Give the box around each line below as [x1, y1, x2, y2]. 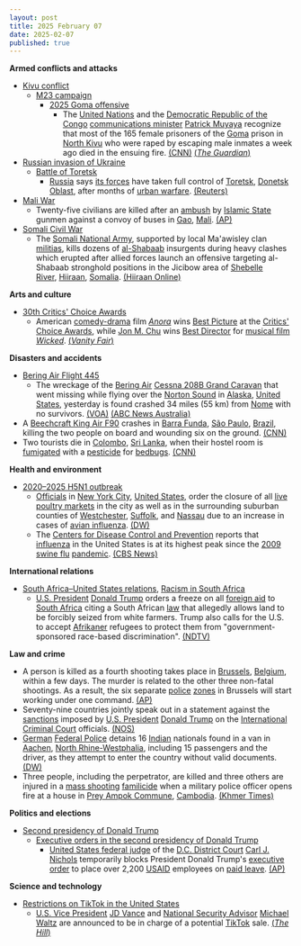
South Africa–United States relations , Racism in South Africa [22, 583, 245, 594]
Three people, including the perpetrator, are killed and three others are [22, 771, 284, 782]
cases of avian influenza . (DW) [35, 519, 150, 531]
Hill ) [35, 927, 51, 938]
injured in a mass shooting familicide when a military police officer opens [22, 780, 293, 792]
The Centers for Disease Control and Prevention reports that [35, 529, 259, 540]
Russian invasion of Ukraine [22, 157, 126, 167]
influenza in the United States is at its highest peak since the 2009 [35, 539, 281, 550]
